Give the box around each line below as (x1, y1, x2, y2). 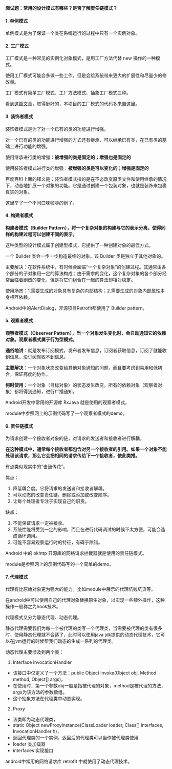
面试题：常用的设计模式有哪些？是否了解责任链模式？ (5, 5, 118, 11)
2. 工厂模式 (5, 43, 29, 49)
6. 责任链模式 (5, 423, 33, 429)
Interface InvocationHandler (12, 659, 72, 665)
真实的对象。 (5, 188, 32, 195)
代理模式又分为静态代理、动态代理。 (5, 614, 82, 621)
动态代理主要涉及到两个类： (5, 649, 64, 655)
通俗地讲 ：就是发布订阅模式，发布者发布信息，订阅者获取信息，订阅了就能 (5, 348, 162, 354)
